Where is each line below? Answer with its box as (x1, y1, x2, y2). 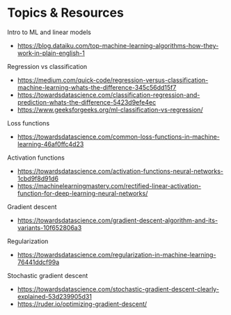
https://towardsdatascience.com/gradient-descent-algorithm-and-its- (17, 216, 218, 224)
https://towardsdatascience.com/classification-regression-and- (17, 91, 200, 99)
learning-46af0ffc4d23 (17, 139, 84, 148)
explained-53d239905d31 (17, 292, 93, 300)
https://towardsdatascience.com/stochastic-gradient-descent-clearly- (17, 284, 219, 293)
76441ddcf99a (17, 258, 60, 266)
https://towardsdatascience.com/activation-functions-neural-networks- (17, 167, 224, 175)
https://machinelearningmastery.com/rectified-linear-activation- (17, 181, 202, 190)
